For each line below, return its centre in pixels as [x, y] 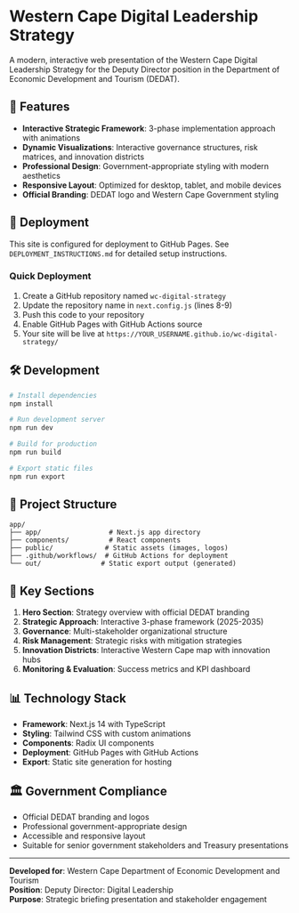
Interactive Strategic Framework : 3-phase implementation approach [149, 128]
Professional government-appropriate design [105, 826]
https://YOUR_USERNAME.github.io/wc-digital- [192, 334]
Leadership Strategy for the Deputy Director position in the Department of [145, 69]
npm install [31, 404]
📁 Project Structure [63, 505]
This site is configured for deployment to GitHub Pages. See [119, 244]
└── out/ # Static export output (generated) [123, 564]
